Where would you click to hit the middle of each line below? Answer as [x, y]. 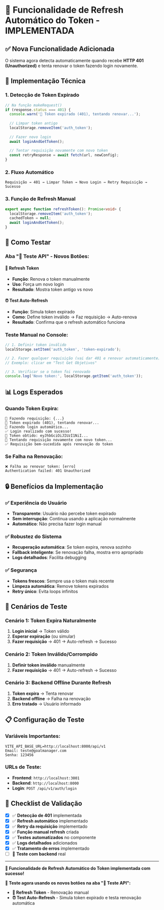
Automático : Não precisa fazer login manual [57, 524]
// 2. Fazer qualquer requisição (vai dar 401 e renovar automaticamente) [83, 358]
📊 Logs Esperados [34, 392]
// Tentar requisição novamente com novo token [59, 151]
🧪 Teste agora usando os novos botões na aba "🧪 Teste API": [68, 883]
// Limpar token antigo [33, 123]
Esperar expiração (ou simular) [44, 636]
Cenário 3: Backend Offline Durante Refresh [58, 683]
